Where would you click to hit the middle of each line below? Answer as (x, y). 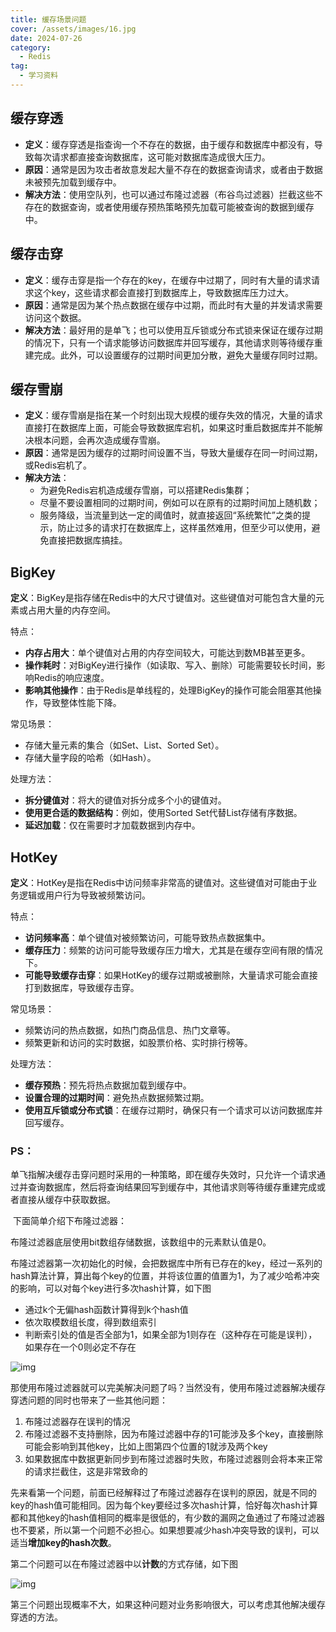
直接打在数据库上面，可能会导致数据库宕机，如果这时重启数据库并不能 (169, 428)
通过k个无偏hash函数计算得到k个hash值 (106, 1310)
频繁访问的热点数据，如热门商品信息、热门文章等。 (130, 1030)
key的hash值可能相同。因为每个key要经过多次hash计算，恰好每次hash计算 (164, 1505)
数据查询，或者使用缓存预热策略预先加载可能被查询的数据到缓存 (183, 207)
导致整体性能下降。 (82, 703)
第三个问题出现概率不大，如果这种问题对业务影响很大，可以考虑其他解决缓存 (168, 1605)
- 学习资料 (39, 76)
